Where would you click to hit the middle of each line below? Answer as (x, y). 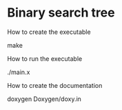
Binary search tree (61, 13)
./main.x (19, 72)
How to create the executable (49, 32)
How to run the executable (45, 58)
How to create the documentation (55, 85)
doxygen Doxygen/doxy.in (44, 99)
